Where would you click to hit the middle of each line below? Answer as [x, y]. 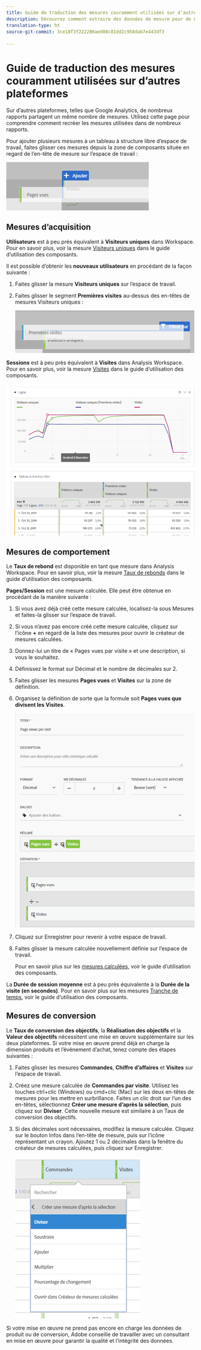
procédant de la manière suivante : [49, 597]
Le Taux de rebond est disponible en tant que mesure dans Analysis [90, 567]
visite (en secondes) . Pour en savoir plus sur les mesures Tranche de [92, 991]
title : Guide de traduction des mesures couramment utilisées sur [91, 13]
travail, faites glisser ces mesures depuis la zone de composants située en [98, 147]
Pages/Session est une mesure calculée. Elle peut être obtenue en [89, 591]
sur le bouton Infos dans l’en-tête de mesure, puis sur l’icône [89, 1135]
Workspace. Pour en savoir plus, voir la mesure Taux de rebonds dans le [95, 573]
